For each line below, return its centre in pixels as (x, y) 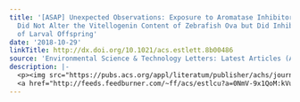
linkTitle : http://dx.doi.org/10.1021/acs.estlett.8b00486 (121, 51)
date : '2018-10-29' (46, 42)
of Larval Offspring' (58, 34)
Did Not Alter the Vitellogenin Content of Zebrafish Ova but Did (143, 26)
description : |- (39, 67)
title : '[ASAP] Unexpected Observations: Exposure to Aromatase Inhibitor (151, 17)
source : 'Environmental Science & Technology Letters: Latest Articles (145, 59)
